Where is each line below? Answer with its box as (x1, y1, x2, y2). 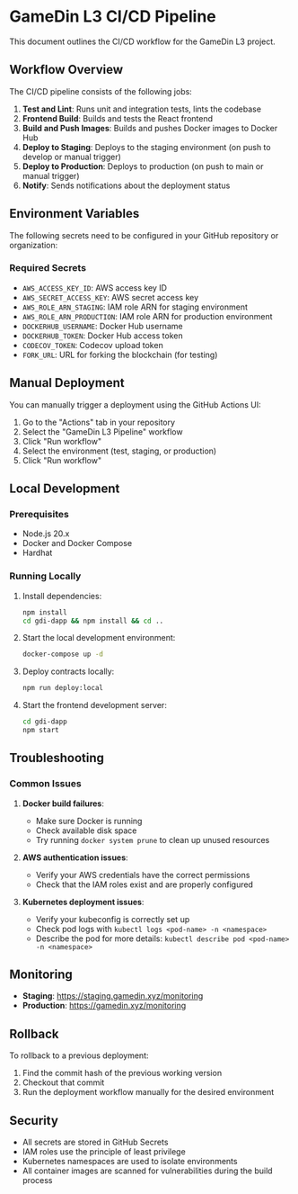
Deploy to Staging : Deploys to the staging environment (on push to (22, 141, 271, 152)
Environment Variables (9, 206, 140, 221)
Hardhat (22, 547, 53, 559)
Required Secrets (9, 262, 87, 274)
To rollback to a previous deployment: (9, 1050, 150, 1061)
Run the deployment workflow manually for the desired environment (22, 1087, 275, 1098)
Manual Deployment (9, 375, 125, 391)
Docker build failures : (22, 798, 105, 809)
